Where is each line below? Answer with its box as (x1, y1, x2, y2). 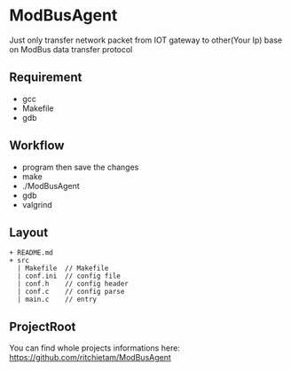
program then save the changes (21, 162, 139, 172)
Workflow (9, 138, 65, 154)
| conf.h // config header (17, 280, 129, 288)
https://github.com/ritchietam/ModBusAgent (9, 352, 171, 363)
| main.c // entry (17, 295, 98, 304)
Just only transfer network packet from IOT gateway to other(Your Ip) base (9, 35, 282, 45)
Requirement (9, 70, 83, 85)
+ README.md (9, 249, 53, 257)
